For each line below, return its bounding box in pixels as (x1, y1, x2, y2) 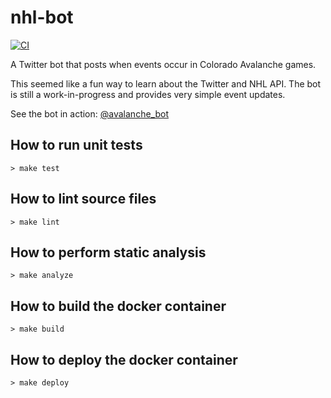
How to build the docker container (10, 297, 227, 315)
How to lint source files (10, 191, 157, 208)
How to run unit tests (10, 137, 143, 154)
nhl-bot (10, 6, 74, 29)
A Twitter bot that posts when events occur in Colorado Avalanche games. (10, 58, 317, 70)
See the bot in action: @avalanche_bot (10, 107, 169, 120)
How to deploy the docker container (10, 351, 238, 368)
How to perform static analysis (10, 244, 207, 261)
